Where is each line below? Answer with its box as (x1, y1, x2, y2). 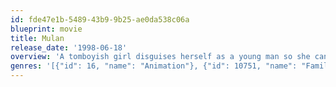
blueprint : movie (10, 24, 83, 34)
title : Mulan (10, 33, 65, 43)
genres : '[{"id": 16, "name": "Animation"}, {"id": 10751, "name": (10, 61, 298, 71)
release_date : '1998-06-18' (10, 42, 128, 53)
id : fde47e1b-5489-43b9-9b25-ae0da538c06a (10, 14, 190, 25)
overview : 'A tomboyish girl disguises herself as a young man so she (10, 52, 311, 62)
